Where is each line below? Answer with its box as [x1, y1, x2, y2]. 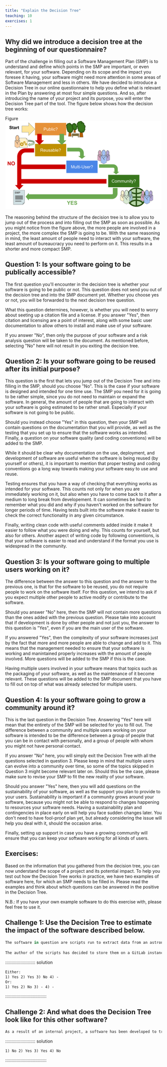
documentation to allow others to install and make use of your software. [5, 322, 152, 328]
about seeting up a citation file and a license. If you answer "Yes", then [5, 312, 150, 318]
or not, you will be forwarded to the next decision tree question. [5, 297, 136, 303]
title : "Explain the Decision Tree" [5, 8, 81, 13]
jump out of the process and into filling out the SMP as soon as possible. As [5, 219, 160, 226]
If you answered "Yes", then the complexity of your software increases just [5, 635, 158, 641]
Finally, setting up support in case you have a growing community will [5, 830, 148, 836]
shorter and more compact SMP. [5, 246, 72, 252]
